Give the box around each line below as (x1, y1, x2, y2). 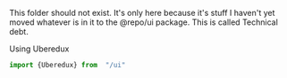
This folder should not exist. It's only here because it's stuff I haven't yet (9, 8, 275, 18)
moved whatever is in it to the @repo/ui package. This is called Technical (9, 17, 279, 27)
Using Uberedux (9, 43, 70, 54)
